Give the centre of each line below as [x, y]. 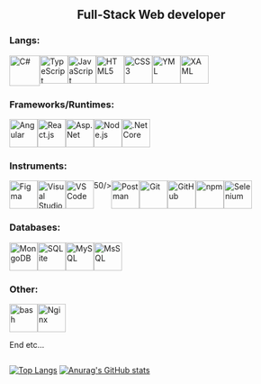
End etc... [27, 344]
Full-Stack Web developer [151, 15]
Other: [24, 289]
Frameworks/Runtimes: [62, 105]
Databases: [35, 227]
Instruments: [38, 166]
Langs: [25, 41]
